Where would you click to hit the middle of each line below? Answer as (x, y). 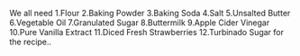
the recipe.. (31, 42)
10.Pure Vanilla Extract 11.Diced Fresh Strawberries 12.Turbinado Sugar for (146, 32)
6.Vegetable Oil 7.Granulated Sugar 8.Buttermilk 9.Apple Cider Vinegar (140, 23)
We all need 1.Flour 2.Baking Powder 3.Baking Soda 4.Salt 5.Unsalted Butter (150, 13)
